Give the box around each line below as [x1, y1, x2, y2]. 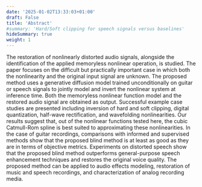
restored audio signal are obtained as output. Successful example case [6, 98, 183, 106]
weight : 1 [6, 37, 31, 43]
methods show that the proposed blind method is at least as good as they [6, 137, 189, 144]
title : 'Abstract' [6, 20, 52, 26]
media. [6, 176, 24, 182]
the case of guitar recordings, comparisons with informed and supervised [6, 130, 189, 138]
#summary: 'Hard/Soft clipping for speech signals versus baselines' [6, 25, 185, 32]
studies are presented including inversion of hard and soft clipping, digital [6, 105, 189, 112]
